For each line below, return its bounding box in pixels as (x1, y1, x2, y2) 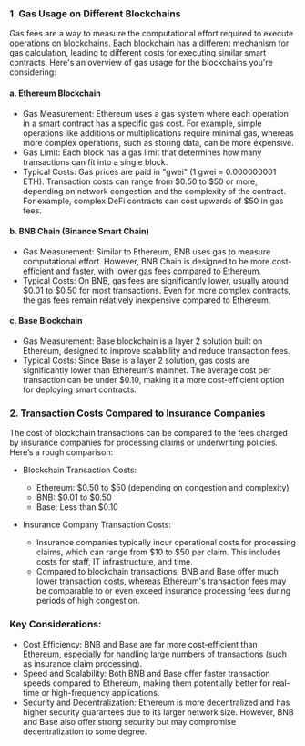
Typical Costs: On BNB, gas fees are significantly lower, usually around (22, 275, 289, 285)
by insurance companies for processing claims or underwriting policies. (9, 437, 279, 449)
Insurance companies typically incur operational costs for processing (36, 537, 296, 548)
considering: (9, 67, 56, 78)
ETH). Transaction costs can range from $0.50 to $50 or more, (22, 176, 258, 187)
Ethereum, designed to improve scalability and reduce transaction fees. (22, 345, 291, 356)
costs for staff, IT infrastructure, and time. (36, 556, 193, 567)
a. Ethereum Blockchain (9, 88, 102, 98)
